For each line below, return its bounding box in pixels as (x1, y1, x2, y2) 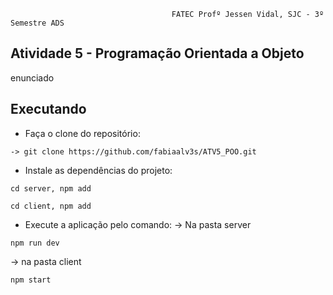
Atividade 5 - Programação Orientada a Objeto (10, 45, 305, 62)
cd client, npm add (10, 201, 92, 211)
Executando (10, 101, 87, 118)
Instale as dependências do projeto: (24, 164, 173, 176)
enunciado (10, 71, 55, 84)
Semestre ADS (10, 18, 65, 28)
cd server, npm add (10, 183, 92, 194)
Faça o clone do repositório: (24, 127, 141, 139)
